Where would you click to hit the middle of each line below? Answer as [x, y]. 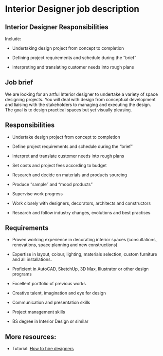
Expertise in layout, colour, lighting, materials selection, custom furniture [84, 254]
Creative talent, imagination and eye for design [59, 293]
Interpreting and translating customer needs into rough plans [73, 67]
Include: [13, 39]
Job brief [19, 82]
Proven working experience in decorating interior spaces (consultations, [84, 240]
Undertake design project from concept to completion [66, 137]
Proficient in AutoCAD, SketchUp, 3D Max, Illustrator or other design [81, 269]
